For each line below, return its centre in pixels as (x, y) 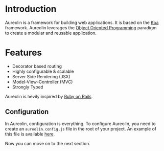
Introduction (31, 9)
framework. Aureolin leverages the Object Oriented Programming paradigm (81, 27)
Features (23, 53)
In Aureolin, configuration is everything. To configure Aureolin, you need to (80, 124)
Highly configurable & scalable (43, 71)
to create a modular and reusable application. (51, 33)
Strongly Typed (28, 87)
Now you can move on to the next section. (48, 143)
